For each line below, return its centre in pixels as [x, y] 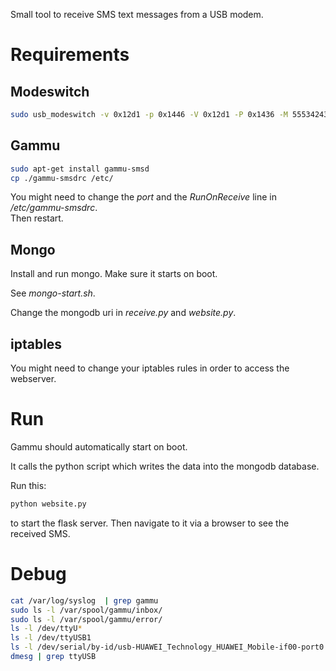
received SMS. [40, 533]
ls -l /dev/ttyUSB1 [51, 638]
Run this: [28, 485]
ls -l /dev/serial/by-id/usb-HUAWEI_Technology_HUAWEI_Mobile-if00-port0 [167, 647]
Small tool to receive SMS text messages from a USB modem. [137, 14]
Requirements [70, 55]
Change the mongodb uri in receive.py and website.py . [123, 313]
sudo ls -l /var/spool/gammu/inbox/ [86, 610]
